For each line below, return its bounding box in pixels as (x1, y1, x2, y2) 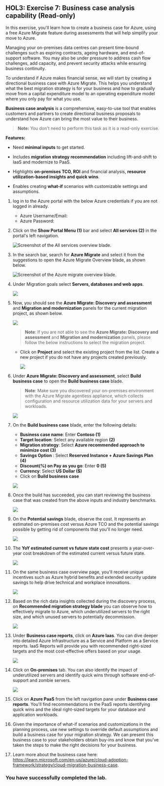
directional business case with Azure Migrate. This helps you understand (5, 80, 152, 86)
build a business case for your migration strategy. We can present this (12, 732, 154, 737)
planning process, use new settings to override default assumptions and (12, 726, 158, 732)
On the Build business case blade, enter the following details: (12, 422, 137, 428)
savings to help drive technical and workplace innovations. (12, 579, 131, 585)
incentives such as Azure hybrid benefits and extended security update (12, 574, 157, 580)
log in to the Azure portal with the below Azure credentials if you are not (12, 198, 158, 204)
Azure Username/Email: (20, 213, 68, 218)
